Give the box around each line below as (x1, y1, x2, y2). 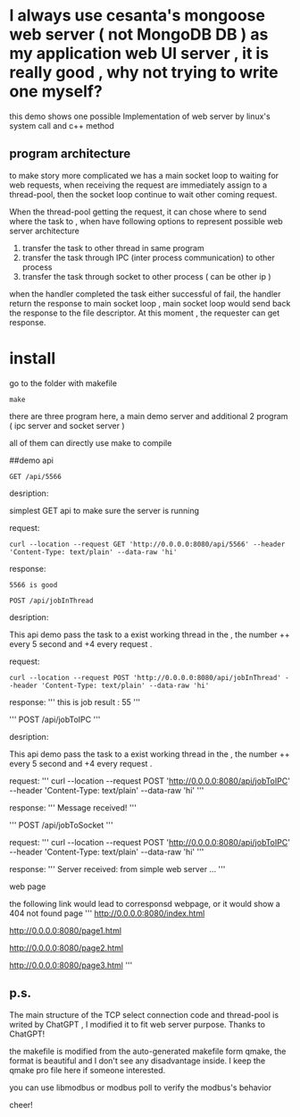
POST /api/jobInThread (9, 596, 94, 605)
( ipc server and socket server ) (9, 420, 125, 431)
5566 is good (9, 580, 58, 590)
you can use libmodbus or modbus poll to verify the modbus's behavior (9, 1082, 272, 1093)
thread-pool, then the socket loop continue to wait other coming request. (9, 189, 278, 199)
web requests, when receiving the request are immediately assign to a (9, 180, 268, 190)
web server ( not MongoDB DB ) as (9, 24, 269, 45)
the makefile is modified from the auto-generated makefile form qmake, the (9, 1046, 287, 1056)
